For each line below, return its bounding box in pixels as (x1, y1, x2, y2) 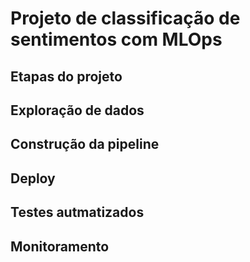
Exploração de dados (10, 102, 145, 119)
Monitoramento (10, 238, 110, 255)
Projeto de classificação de (10, 7, 241, 30)
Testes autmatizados (10, 204, 145, 221)
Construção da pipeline (10, 136, 160, 153)
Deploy (10, 170, 56, 187)
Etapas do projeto (10, 68, 123, 85)
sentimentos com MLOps (10, 28, 223, 51)
